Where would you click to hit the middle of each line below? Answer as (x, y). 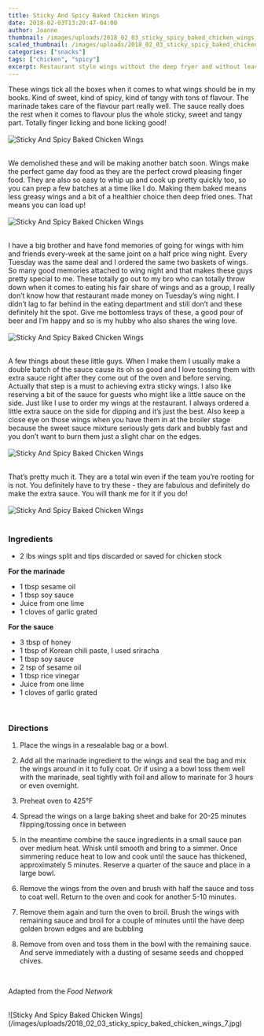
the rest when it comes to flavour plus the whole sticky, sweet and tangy (125, 114)
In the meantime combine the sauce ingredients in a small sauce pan (130, 840)
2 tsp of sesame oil (50, 667)
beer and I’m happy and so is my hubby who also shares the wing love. (123, 321)
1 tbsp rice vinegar (49, 676)
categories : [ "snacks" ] (47, 52)
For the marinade (37, 571)
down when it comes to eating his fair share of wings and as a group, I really (132, 287)
